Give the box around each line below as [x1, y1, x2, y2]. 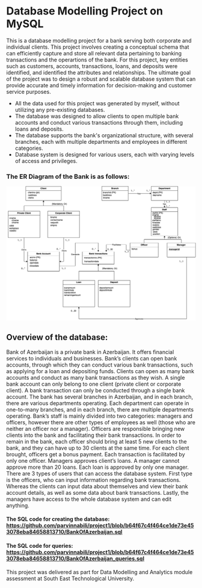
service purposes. [6, 88, 51, 95]
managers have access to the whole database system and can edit [6, 495, 172, 503]
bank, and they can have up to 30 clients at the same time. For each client [6, 444, 189, 451]
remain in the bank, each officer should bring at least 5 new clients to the [6, 438, 188, 445]
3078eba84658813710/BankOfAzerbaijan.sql [6, 528, 123, 536]
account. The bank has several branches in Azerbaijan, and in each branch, [6, 393, 194, 400]
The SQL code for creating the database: [6, 516, 110, 523]
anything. [6, 501, 30, 509]
